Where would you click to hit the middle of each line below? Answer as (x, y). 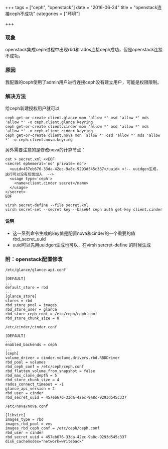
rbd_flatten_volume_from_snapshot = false (50, 371)
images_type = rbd (24, 420)
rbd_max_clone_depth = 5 (31, 376)
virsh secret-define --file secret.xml (47, 205)
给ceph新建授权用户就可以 (33, 108)
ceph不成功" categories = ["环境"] (45, 14)
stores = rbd (19, 301)
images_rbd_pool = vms (29, 424)
